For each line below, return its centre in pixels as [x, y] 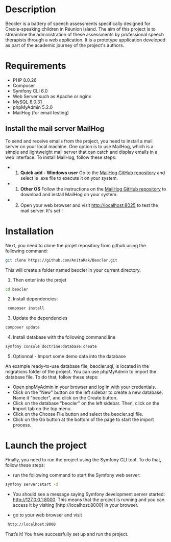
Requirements [36, 66]
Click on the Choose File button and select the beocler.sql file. [78, 414]
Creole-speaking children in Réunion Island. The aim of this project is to [80, 29]
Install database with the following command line [64, 337]
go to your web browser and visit [47, 515]
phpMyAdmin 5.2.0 [32, 107]
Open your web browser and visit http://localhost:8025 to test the [89, 205]
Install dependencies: [35, 299]
